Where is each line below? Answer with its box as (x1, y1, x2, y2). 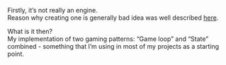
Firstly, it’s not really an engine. (7, 6, 98, 14)
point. (7, 49, 25, 58)
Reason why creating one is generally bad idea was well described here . (7, 13, 219, 22)
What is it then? (7, 28, 53, 35)
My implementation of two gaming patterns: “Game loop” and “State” (7, 35, 209, 43)
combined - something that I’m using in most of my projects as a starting (7, 42, 220, 50)
